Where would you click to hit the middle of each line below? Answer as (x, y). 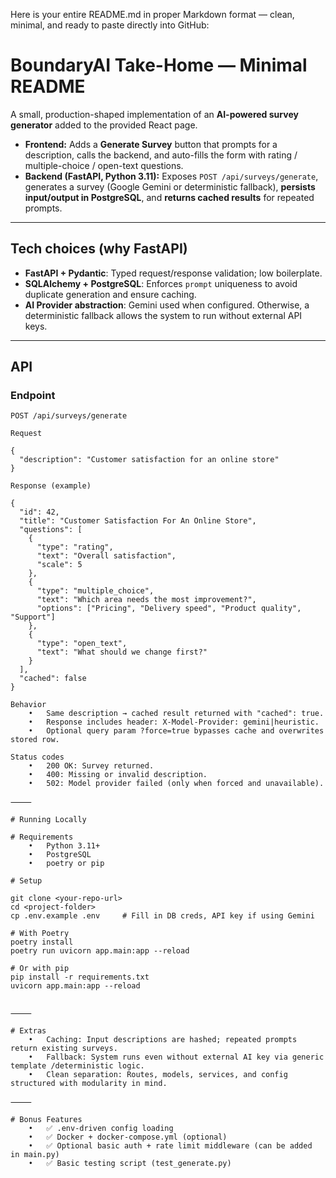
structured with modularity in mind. (89, 1084)
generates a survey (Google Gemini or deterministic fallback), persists (170, 186)
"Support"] (33, 617)
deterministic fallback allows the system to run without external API (163, 315)
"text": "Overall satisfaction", (106, 556)
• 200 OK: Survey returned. (91, 766)
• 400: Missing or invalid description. (118, 775)
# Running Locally (48, 820)
